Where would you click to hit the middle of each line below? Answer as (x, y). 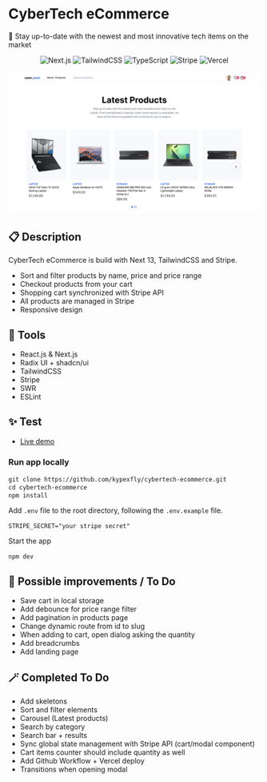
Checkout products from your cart (76, 284)
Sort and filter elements (59, 709)
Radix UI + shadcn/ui (54, 363)
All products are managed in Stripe (77, 301)
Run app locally (39, 462)
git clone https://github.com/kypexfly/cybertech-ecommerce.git (118, 480)
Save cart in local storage (62, 600)
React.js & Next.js (49, 354)
